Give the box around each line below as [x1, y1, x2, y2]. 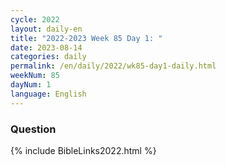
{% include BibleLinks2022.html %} [10, 144, 157, 156]
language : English [10, 89, 87, 99]
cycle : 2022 [10, 14, 60, 25]
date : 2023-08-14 [10, 42, 83, 53]
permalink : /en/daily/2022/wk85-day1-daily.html [10, 61, 217, 71]
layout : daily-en [10, 24, 83, 34]
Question [10, 122, 57, 136]
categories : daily [10, 52, 87, 62]
